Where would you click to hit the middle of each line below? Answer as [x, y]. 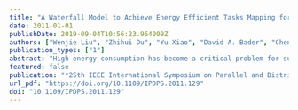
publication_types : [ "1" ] [57, 51]
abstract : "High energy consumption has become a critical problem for [144, 59]
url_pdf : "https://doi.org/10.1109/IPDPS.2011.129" [106, 83]
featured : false [39, 67]
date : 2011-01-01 [41, 26]
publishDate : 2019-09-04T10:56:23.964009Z [89, 34]
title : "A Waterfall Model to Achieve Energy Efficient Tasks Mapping [142, 17]
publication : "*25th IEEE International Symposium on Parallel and [137, 75]
